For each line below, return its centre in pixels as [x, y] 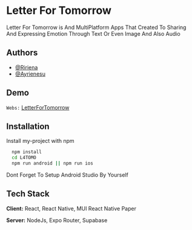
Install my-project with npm [40, 141]
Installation [28, 126]
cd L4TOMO [24, 158]
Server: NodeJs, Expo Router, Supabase [57, 220]
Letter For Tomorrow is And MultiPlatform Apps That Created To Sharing [96, 27]
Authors [22, 53]
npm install [27, 152]
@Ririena [26, 67]
